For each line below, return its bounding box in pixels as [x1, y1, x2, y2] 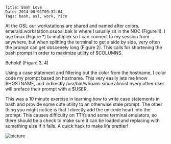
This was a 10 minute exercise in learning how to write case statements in [5, 96, 160, 102]
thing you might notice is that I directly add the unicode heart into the [5, 107, 151, 112]
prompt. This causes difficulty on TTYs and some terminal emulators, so [5, 112, 157, 118]
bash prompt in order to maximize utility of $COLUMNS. [5, 50, 123, 56]
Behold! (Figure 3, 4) [5, 60, 49, 66]
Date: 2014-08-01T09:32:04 [5, 9, 63, 14]
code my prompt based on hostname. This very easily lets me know [5, 75, 148, 81]
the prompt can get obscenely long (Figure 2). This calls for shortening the [5, 44, 162, 51]
